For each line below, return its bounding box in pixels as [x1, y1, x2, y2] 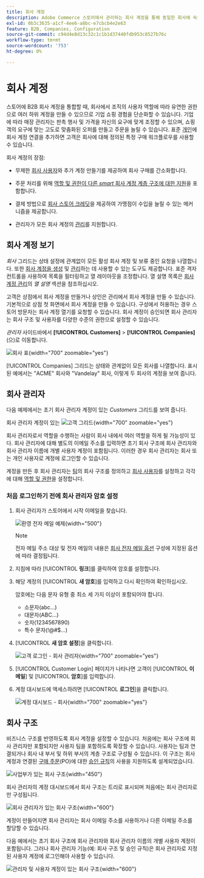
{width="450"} [66, 771, 103, 778]
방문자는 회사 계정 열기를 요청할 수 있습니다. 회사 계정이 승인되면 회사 [17, 308, 181, 316]
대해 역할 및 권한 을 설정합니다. [12, 475, 84, 482]
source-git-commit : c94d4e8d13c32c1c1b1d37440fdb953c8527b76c [6, 32, 167, 38]
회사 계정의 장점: [6, 154, 46, 161]
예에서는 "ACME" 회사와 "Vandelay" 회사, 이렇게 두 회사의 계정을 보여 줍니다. [12, 370, 197, 377]
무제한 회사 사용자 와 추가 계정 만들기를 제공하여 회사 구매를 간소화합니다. [15, 166, 187, 174]
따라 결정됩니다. [21, 552, 59, 559]
